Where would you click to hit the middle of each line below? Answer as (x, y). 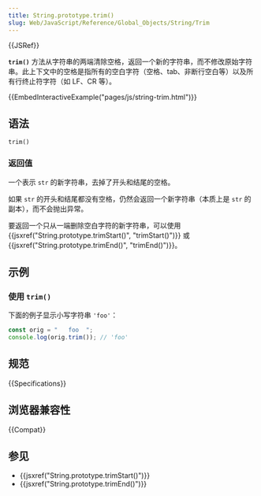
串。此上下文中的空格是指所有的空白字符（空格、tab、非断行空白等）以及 (127, 71)
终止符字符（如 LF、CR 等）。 (69, 81)
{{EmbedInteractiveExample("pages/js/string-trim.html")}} (103, 97)
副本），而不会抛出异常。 (48, 209)
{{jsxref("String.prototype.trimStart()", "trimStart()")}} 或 (99, 235)
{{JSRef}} (24, 45)
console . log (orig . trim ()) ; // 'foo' (68, 338)
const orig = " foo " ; (50, 330)
